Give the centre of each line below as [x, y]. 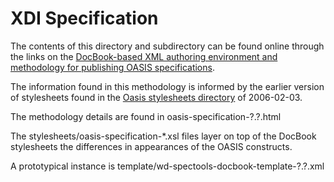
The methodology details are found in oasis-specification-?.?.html [146, 116]
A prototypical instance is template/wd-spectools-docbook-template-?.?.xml [167, 166]
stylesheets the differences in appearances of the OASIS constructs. [151, 146]
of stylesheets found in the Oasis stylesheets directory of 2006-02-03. [156, 97]
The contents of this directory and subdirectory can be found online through [167, 46]
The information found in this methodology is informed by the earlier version [167, 86]
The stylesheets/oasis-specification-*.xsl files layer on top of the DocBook [163, 136]
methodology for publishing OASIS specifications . [112, 67]
